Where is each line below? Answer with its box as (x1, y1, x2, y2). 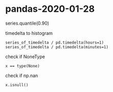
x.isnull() (5, 82, 29, 87)
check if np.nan (5, 72, 38, 79)
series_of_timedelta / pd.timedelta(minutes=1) (5, 44, 109, 49)
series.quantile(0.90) (5, 20, 50, 26)
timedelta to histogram (5, 30, 53, 36)
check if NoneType (5, 53, 45, 60)
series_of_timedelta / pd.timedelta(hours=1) (5, 40, 104, 45)
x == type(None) (5, 63, 40, 68)
